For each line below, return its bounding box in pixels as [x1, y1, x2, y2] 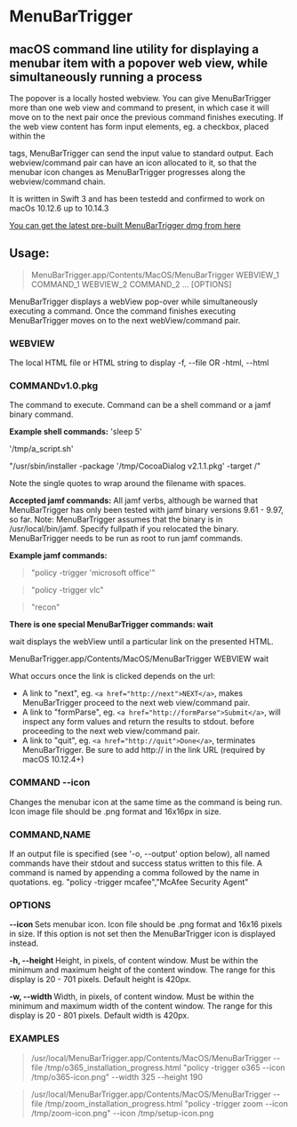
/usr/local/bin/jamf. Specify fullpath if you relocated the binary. [9, 524, 239, 534]
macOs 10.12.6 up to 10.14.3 [9, 203, 109, 213]
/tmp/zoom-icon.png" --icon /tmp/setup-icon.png [30, 1107, 214, 1118]
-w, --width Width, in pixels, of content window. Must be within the [9, 991, 255, 1002]
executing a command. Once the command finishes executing [9, 305, 237, 316]
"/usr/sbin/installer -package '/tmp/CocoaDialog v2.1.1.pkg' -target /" [9, 460, 261, 472]
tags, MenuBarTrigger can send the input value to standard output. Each [9, 148, 274, 158]
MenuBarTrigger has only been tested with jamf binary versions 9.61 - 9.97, [9, 505, 285, 516]
